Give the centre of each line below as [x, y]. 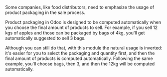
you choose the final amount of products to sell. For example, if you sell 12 [82, 27]
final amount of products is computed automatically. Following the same [79, 58]
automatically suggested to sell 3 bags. [45, 38]
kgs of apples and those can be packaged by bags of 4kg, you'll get [75, 33]
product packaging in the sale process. [45, 12]
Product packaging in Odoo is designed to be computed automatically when [83, 22]
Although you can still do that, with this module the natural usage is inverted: [84, 48]
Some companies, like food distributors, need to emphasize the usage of [80, 7]
